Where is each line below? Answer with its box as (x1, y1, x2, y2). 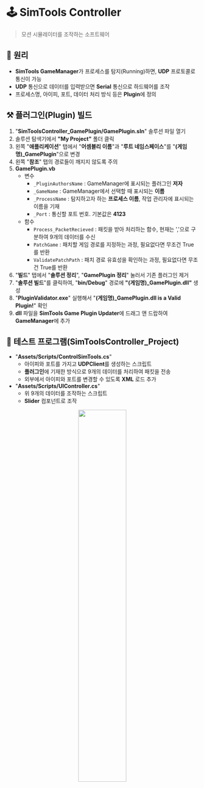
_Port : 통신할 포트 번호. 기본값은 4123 (33, 210, 126, 217)
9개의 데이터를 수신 (49, 233, 96, 240)
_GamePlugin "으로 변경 (22, 150, 80, 157)
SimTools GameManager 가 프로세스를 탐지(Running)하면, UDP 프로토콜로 (15, 67, 196, 74)
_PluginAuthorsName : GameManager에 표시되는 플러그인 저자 (33, 179, 183, 187)
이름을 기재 (33, 203, 60, 210)
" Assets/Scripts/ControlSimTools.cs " (15, 353, 112, 361)
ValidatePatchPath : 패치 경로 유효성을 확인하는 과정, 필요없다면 (33, 256, 187, 263)
